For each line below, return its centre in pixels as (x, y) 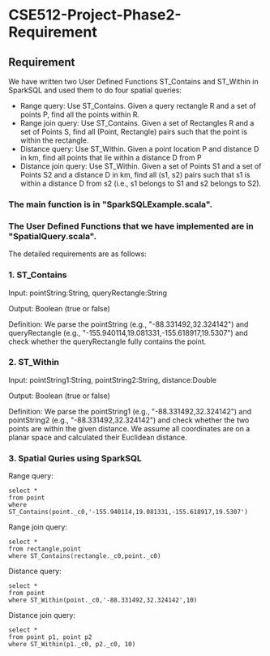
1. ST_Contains (38, 275)
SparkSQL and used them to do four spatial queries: (95, 90)
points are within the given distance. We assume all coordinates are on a (129, 428)
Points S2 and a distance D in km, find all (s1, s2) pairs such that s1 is (135, 175)
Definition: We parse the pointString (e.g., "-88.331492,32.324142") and (129, 324)
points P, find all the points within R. (80, 114)
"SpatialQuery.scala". (53, 236)
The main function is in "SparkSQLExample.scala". (111, 204)
